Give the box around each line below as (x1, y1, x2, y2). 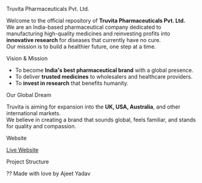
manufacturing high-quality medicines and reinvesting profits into (6, 30, 170, 37)
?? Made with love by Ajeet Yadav (6, 170, 91, 177)
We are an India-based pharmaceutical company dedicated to (6, 24, 161, 30)
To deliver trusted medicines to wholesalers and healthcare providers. (15, 73, 193, 80)
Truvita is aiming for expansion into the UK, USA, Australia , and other (6, 103, 181, 110)
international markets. (6, 110, 61, 117)
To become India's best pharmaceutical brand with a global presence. (15, 66, 193, 74)
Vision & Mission (6, 55, 48, 62)
